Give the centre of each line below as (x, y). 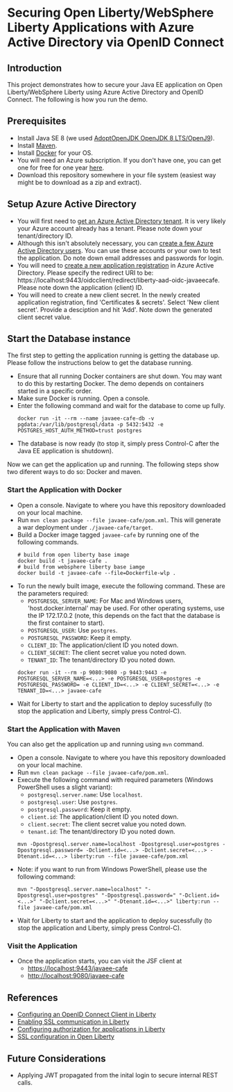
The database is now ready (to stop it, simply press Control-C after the (118, 443)
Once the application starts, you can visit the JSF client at (100, 961)
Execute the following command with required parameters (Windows (115, 780)
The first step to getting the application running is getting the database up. (113, 355)
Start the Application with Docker (64, 490)
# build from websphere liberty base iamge (81, 567)
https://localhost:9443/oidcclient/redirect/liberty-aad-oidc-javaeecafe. (118, 280)
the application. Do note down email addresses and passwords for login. (120, 258)
